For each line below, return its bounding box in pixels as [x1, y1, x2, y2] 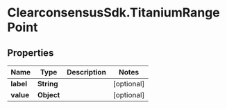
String [37, 79, 58, 88]
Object [37, 90, 60, 99]
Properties [7, 47, 54, 59]
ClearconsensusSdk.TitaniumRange [7, 5, 220, 21]
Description [67, 68, 106, 77]
